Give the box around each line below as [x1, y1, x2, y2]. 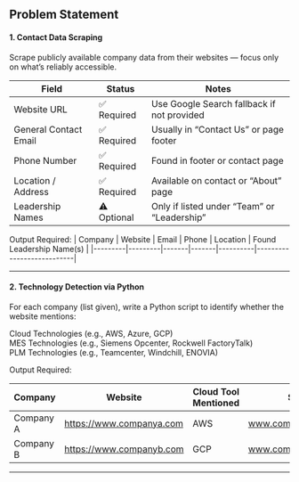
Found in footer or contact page [150, 154, 284, 167]
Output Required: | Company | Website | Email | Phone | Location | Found [9, 233, 277, 244]
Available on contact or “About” [150, 174, 282, 186]
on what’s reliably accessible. [9, 61, 117, 72]
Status [106, 82, 135, 94]
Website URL [13, 102, 69, 115]
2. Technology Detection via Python [9, 282, 145, 292]
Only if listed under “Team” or [150, 200, 275, 212]
